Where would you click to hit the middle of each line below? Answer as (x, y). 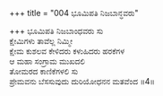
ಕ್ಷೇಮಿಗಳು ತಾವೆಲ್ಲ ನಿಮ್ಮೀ (41, 41)
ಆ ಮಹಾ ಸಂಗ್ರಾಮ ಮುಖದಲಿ (47, 61)
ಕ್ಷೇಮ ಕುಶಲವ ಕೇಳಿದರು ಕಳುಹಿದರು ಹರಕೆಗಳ (67, 51)
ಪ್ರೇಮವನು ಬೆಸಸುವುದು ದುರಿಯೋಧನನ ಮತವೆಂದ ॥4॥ (82, 81)
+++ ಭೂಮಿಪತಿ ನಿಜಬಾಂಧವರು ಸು (56, 31)
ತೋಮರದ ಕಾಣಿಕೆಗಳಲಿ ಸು (44, 71)
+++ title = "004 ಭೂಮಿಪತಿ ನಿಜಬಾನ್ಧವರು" (74, 13)
